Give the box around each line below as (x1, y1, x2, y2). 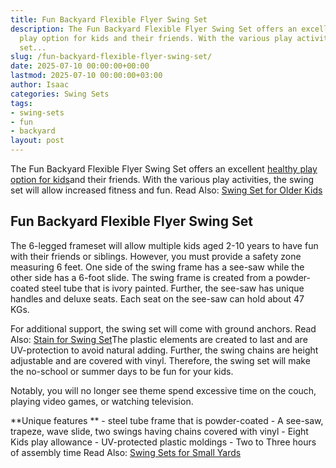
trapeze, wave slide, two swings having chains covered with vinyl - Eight (10, 425, 309, 437)
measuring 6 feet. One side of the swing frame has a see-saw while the (10, 261, 305, 273)
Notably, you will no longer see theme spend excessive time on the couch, (10, 384, 317, 396)
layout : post (10, 136, 65, 146)
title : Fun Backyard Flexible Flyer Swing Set (10, 14, 208, 25)
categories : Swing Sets (10, 89, 110, 99)
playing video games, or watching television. (10, 395, 194, 407)
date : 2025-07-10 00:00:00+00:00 (10, 61, 150, 71)
